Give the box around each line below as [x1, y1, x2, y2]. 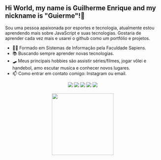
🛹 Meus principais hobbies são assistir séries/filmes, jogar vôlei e [12, 58, 147, 64]
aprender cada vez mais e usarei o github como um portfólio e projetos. [5, 35, 150, 41]
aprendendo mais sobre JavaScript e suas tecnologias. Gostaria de [5, 30, 141, 36]
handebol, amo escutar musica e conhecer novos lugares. [12, 65, 130, 71]
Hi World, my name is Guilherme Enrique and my [5, 4, 156, 12]
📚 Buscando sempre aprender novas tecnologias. [12, 50, 114, 56]
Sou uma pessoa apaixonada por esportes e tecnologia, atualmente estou [5, 25, 155, 31]
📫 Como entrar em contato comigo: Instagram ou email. [12, 70, 127, 76]
